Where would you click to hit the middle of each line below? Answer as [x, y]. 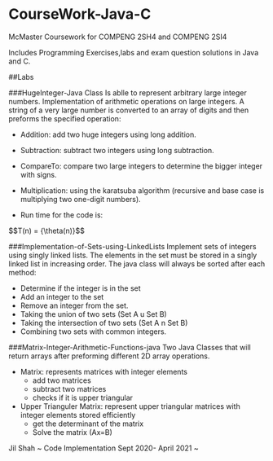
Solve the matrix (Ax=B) [72, 432]
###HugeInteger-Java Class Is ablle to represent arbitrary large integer [128, 92]
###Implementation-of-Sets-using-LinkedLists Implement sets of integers [132, 246]
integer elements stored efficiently [78, 415]
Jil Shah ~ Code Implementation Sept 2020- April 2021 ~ [103, 448]
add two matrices [62, 380]
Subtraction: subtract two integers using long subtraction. [117, 150]
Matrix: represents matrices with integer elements [103, 371]
